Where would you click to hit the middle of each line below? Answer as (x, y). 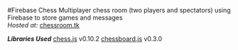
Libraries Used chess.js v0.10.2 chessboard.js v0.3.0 (85, 39)
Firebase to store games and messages (65, 18)
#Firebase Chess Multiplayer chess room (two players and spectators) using (119, 10)
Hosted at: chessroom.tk (43, 25)
